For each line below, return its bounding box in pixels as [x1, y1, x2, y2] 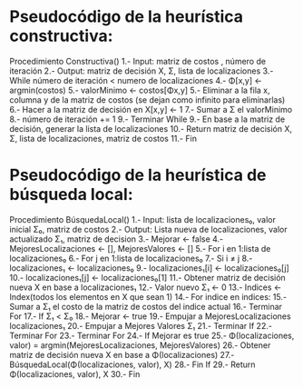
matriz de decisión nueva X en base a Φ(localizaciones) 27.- [9, 349, 235, 360]
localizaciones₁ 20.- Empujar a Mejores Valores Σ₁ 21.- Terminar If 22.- [9, 320, 272, 331]
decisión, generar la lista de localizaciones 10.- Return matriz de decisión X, [9, 123, 293, 134]
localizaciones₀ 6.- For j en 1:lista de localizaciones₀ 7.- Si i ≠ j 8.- [9, 253, 253, 264]
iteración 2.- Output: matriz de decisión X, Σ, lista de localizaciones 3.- [9, 65, 274, 76]
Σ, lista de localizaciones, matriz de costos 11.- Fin [9, 133, 198, 144]
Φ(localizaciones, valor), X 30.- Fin [9, 368, 141, 379]
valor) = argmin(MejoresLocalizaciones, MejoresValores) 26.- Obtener [9, 339, 271, 351]
